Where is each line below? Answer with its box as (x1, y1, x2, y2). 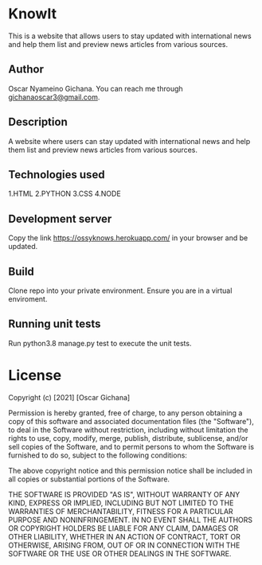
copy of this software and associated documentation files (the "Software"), (8, 416, 255, 426)
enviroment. (8, 294, 48, 303)
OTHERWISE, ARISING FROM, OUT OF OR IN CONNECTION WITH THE (8, 540, 240, 550)
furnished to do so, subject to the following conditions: (8, 450, 187, 460)
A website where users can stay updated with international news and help (8, 136, 251, 146)
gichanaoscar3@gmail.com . (8, 92, 100, 102)
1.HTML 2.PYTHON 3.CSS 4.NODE (8, 189, 121, 199)
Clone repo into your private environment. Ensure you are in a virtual (8, 286, 233, 295)
